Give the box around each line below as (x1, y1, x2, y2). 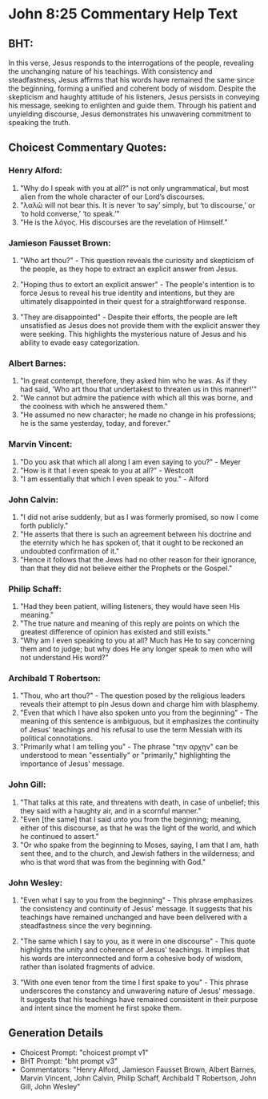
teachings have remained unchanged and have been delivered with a (19, 912, 248, 923)
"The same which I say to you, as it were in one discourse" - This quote (19, 936, 256, 947)
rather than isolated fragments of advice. (19, 962, 155, 971)
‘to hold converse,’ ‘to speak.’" (19, 209, 120, 218)
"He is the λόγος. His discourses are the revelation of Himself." (19, 217, 228, 227)
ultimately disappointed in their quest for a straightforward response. (19, 296, 246, 306)
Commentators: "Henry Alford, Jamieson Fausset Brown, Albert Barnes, (19, 1065, 257, 1074)
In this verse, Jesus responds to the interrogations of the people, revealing (8, 58, 254, 67)
